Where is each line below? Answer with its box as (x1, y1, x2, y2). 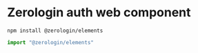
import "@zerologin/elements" (7, 39, 95, 46)
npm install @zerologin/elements (7, 27, 103, 34)
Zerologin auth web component (7, 5, 191, 20)
